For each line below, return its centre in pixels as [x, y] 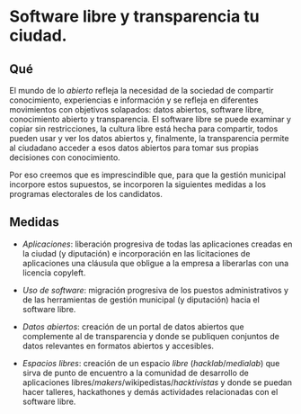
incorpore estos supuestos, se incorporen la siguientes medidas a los [138, 184]
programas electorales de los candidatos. [86, 194]
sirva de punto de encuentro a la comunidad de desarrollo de [135, 373]
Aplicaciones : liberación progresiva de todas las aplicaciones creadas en [157, 244]
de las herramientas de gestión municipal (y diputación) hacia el [141, 300]
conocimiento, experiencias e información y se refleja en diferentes [134, 100]
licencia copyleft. [54, 273]
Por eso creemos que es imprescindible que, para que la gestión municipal [147, 175]
